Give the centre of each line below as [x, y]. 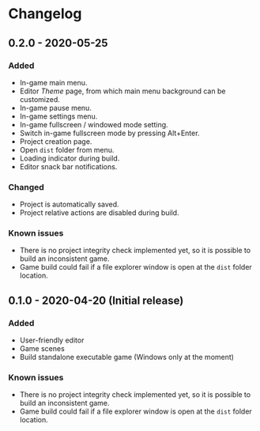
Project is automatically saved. [70, 204]
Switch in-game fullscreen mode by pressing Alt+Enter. [109, 133]
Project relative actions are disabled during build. [99, 213]
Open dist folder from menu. [67, 149]
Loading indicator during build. [70, 158]
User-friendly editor [52, 340]
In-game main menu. [53, 82]
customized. [40, 99]
